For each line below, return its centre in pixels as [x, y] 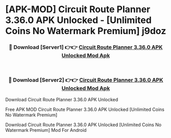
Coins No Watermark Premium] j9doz [86, 31]
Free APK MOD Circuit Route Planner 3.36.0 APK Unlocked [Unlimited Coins [85, 109]
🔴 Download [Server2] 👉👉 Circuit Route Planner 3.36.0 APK [86, 80]
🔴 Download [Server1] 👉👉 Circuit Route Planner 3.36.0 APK [86, 47]
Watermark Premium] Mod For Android [46, 130]
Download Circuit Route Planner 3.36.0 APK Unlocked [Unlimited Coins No [83, 125]
